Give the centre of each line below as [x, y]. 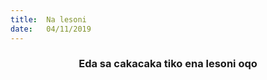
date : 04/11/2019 [51, 29]
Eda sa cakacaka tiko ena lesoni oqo [168, 64]
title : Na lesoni [48, 19]
